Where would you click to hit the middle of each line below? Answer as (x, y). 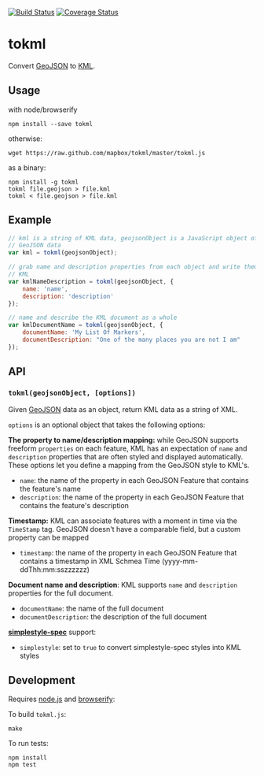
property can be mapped (48, 537)
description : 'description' (68, 296)
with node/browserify (43, 110)
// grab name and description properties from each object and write (125, 267)
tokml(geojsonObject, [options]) (72, 393)
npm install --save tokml (50, 124)
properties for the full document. (61, 593)
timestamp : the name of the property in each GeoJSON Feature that (128, 552)
